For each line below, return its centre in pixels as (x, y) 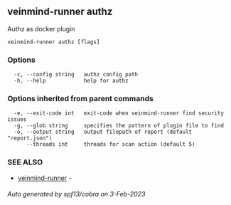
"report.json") (30, 138)
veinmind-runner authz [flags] (54, 42)
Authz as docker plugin (41, 28)
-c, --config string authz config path (76, 75)
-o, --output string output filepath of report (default (103, 132)
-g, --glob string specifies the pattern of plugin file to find (119, 126)
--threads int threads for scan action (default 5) (111, 144)
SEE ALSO (25, 162)
